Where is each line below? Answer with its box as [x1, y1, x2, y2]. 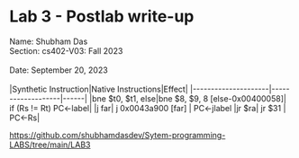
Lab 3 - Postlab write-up [9, 6, 195, 27]
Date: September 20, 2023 [9, 65, 108, 75]
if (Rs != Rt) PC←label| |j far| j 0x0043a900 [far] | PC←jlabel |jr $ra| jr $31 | [9, 102, 286, 113]
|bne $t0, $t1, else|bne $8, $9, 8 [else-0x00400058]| [89, 92, 286, 104]
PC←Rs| [9, 112, 41, 123]
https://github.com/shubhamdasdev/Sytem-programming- [9, 129, 226, 140]
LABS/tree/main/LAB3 [9, 139, 91, 150]
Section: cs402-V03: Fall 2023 [9, 45, 123, 56]
